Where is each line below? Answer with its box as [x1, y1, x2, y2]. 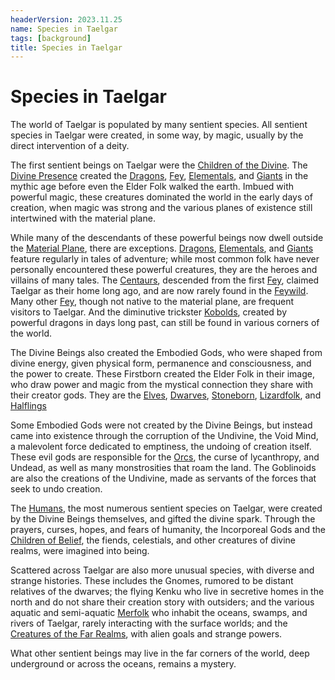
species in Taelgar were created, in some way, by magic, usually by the [10, 129, 304, 141]
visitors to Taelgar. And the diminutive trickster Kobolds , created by [10, 306, 288, 318]
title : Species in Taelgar [10, 42, 123, 53]
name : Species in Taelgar [10, 24, 118, 34]
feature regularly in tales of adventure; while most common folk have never [10, 253, 320, 265]
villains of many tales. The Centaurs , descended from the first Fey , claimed [10, 274, 320, 286]
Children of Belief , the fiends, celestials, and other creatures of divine [10, 534, 297, 546]
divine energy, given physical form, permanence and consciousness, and [10, 357, 312, 370]
